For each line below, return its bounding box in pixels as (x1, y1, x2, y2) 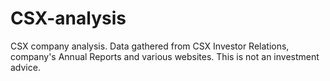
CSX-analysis (10, 7, 127, 30)
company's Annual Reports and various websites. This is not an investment (10, 50, 320, 62)
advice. (10, 61, 41, 73)
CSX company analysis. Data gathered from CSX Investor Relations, (10, 40, 290, 52)
